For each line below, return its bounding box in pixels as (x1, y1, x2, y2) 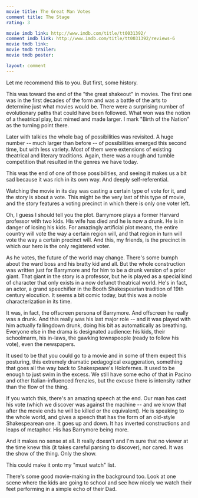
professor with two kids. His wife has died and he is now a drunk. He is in (6, 217, 184, 225)
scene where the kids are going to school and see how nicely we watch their (6, 479, 192, 486)
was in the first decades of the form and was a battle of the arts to (6, 97, 167, 104)
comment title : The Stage (6, 14, 70, 20)
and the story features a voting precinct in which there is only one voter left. (6, 200, 190, 207)
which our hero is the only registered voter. (6, 242, 111, 249)
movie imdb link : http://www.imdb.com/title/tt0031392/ (6, 30, 146, 36)
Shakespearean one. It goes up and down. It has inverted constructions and (6, 420, 190, 427)
